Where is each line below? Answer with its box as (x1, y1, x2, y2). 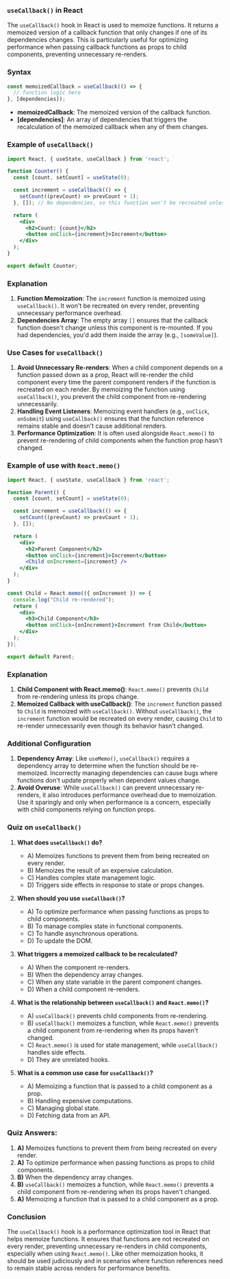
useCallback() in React (7, 5, 84, 15)
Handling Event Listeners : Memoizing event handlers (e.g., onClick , (16, 407, 210, 415)
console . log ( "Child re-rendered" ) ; (13, 596, 115, 603)
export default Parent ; (7, 653, 75, 660)
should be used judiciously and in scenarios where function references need (7, 1257, 223, 1265)
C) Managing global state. (27, 1104, 101, 1112)
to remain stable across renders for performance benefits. (7, 1264, 171, 1272)
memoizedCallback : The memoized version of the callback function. (16, 108, 212, 117)
